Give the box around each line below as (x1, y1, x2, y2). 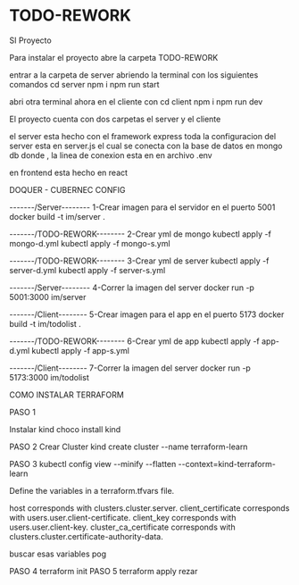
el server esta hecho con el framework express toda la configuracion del (9, 130, 277, 141)
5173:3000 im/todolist (9, 372, 89, 382)
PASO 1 (9, 406, 36, 417)
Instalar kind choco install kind (9, 423, 121, 434)
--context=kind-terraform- (178, 458, 277, 469)
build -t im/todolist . (9, 318, 82, 329)
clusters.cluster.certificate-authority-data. (9, 531, 163, 541)
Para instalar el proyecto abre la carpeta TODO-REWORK (9, 52, 219, 63)
